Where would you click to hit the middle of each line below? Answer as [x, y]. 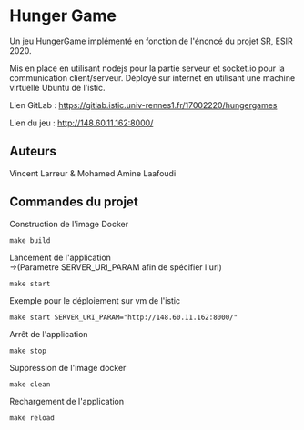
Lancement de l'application [61, 257]
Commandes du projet [74, 202]
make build [30, 240]
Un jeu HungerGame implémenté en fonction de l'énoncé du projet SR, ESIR [151, 41]
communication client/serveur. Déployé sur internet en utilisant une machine [152, 77]
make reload [32, 418]
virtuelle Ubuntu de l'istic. [58, 87]
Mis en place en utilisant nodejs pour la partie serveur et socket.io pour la [147, 68]
